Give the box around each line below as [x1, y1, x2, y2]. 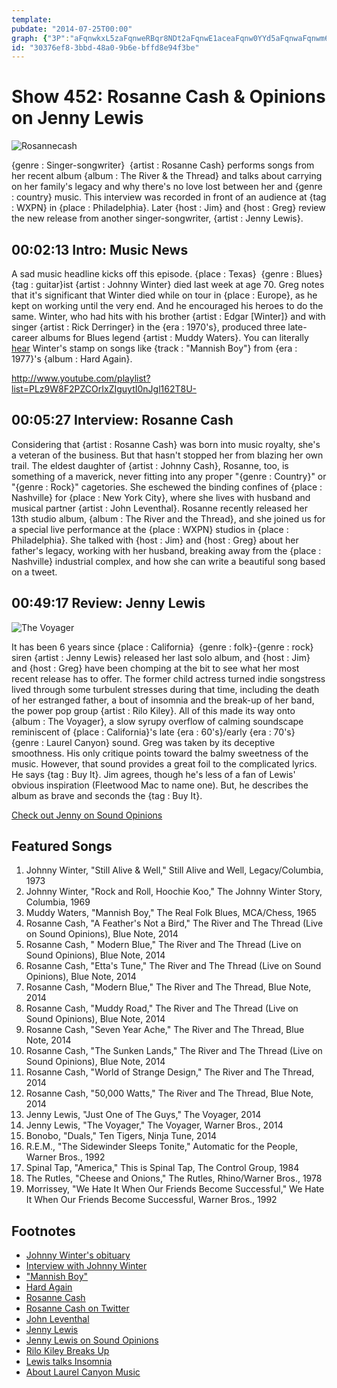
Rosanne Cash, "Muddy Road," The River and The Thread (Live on [25, 1002, 299, 1015]
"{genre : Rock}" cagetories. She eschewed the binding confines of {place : [11, 481, 323, 493]
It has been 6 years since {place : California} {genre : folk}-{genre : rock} [11, 641, 314, 653]
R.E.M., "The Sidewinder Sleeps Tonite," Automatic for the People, [25, 1141, 299, 1153]
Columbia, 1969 [25, 896, 91, 908]
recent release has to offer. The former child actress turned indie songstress [11, 672, 326, 685]
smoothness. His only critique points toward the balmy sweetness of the [11, 747, 309, 759]
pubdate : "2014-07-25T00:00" [11, 24, 133, 34]
